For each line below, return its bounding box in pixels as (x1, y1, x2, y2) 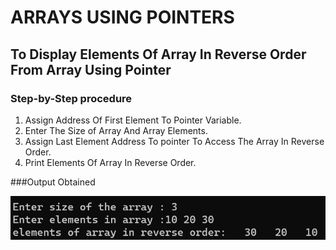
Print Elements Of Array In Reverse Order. (24, 156, 197, 168)
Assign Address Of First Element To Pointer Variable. (24, 114, 242, 126)
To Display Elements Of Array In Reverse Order (10, 46, 307, 63)
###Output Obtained (10, 176, 96, 188)
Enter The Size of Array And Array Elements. (24, 124, 208, 136)
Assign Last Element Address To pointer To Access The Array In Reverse (24, 135, 325, 147)
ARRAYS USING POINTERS (10, 6, 235, 29)
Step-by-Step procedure (10, 91, 133, 105)
